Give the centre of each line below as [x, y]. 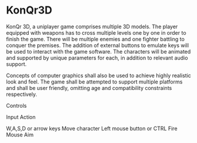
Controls [16, 105]
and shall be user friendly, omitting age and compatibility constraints [89, 88]
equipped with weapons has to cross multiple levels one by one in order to [96, 32]
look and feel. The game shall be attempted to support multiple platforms [94, 82]
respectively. [21, 94]
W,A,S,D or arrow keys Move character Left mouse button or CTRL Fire [92, 128]
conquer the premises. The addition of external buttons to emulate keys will [98, 45]
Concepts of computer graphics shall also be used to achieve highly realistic [98, 75]
